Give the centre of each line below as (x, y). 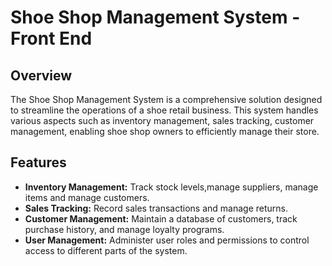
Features (38, 162)
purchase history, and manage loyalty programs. (124, 229)
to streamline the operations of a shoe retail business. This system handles (164, 110)
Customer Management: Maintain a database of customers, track (161, 218)
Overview (41, 75)
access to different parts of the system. (106, 250)
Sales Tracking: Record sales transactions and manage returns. (156, 208)
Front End (51, 38)
